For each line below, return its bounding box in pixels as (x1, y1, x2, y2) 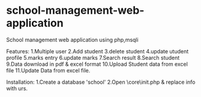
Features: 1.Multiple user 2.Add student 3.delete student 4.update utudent (6, 47, 189, 54)
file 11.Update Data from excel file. (6, 66, 91, 74)
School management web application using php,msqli (6, 36, 139, 43)
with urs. (6, 84, 28, 92)
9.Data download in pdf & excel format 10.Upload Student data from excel (6, 60, 188, 68)
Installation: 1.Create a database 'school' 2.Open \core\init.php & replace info (6, 78, 196, 86)
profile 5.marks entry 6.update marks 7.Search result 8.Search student (6, 54, 180, 61)
